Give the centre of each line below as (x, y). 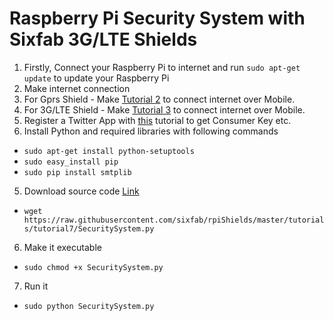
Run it (36, 286)
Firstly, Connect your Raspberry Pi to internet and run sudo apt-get (162, 67)
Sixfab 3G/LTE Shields (103, 39)
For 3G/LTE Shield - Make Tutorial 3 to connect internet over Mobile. (164, 109)
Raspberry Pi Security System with (157, 18)
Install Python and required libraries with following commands (151, 131)
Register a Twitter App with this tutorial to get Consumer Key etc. (157, 120)
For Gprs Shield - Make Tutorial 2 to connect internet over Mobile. (159, 99)
